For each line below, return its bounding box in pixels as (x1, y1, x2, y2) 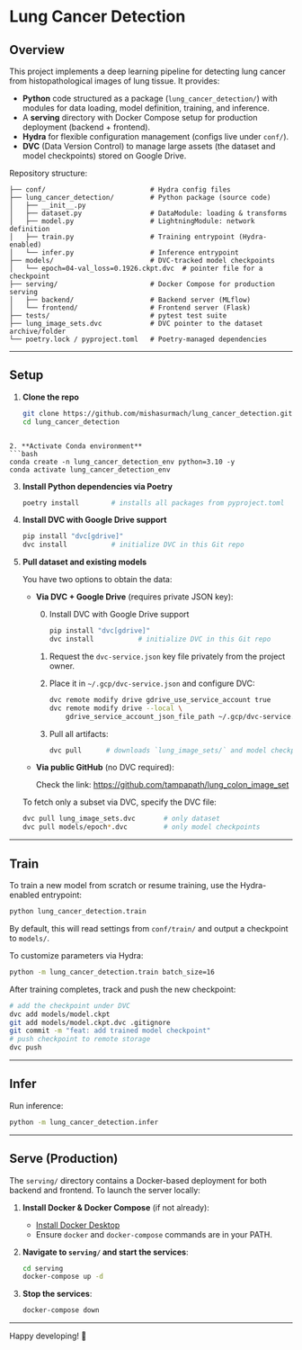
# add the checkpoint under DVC (9, 1001, 130, 1010)
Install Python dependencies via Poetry (22, 481, 173, 491)
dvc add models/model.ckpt (9, 1010, 111, 1019)
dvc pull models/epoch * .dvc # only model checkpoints (22, 823, 261, 832)
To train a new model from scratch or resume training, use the (9, 880, 238, 890)
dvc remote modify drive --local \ (49, 704, 182, 713)
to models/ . (9, 932, 49, 943)
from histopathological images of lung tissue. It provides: (9, 76, 220, 86)
